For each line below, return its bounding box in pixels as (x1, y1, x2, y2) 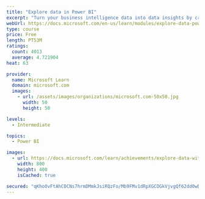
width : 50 (22, 99, 48, 106)
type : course (6, 26, 40, 32)
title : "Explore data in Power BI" (6, 9, 97, 15)
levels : (6, 116, 26, 122)
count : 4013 (12, 49, 43, 55)
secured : (6, 183, 29, 189)
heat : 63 (6, 60, 29, 66)
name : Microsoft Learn (12, 77, 70, 83)
